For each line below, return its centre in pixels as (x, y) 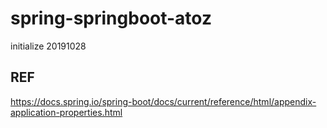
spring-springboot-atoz (111, 18)
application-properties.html (66, 112)
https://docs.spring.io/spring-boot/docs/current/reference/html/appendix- (163, 101)
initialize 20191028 (48, 46)
